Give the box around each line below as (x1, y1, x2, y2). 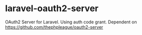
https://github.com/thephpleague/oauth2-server (5, 24, 104, 30)
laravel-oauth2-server (5, 3, 99, 14)
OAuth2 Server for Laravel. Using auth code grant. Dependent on (5, 19, 137, 25)
